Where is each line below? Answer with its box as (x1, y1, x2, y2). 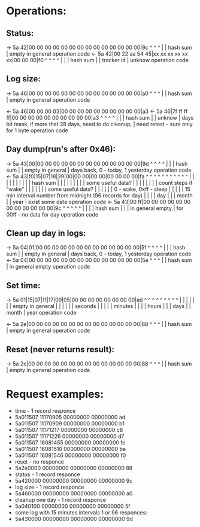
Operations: (6, 4, 67, 18)
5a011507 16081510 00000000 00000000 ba (14, 446, 126, 452)
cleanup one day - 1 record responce (14, 496, 107, 503)
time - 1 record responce (14, 407, 76, 414)
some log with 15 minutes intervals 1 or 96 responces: (14, 509, 148, 516)
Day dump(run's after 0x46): (6, 144, 116, 154)
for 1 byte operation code (6, 127, 68, 134)
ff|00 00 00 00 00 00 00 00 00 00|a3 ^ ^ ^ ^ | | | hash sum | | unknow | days (6, 114, 194, 121)
